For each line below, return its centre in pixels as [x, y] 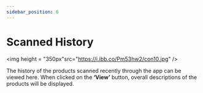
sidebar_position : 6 [33, 12]
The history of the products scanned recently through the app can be [94, 71]
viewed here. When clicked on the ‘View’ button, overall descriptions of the [102, 77]
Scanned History [50, 42]
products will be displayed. [40, 83]
